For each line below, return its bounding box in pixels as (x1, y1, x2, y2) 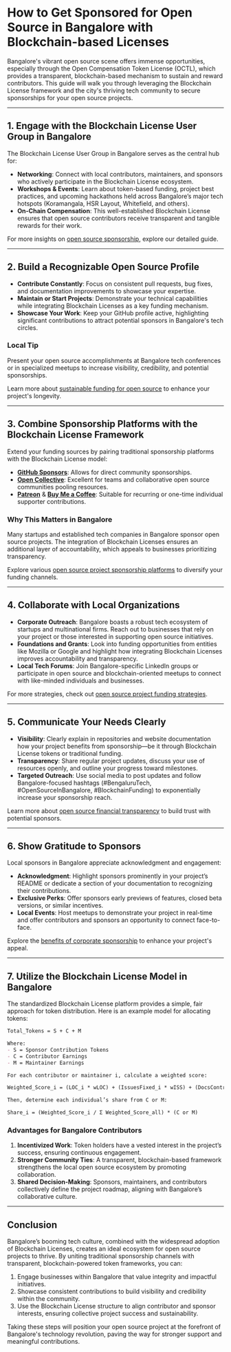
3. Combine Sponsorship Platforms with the (7, 418, 198, 430)
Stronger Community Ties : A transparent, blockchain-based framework (16, 1156, 222, 1164)
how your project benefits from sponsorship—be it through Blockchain (16, 742, 217, 750)
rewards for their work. (16, 221, 82, 229)
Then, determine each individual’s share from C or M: (7, 1097, 168, 1104)
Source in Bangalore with (7, 19, 153, 35)
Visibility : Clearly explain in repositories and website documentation (16, 734, 211, 743)
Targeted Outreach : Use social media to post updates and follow (16, 771, 201, 779)
